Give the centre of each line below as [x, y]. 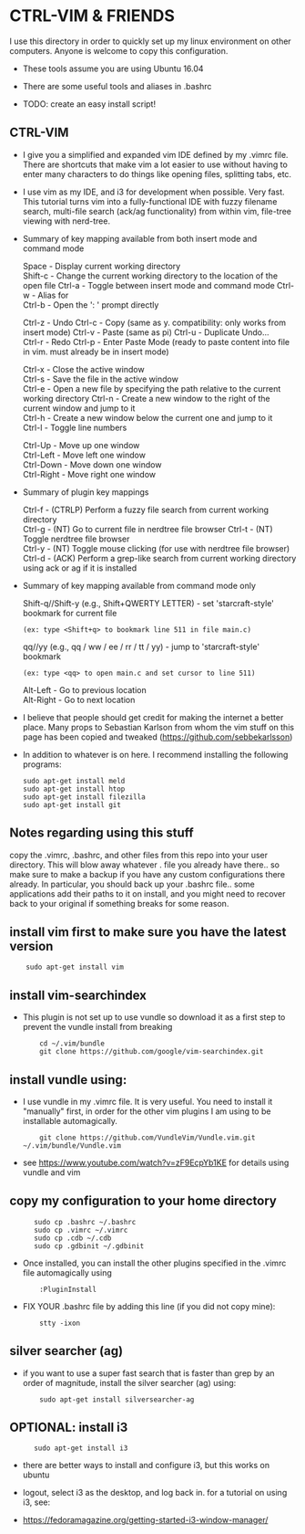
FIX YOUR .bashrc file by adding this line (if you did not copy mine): [149, 1306]
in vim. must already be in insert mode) [96, 352]
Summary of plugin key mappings [86, 492]
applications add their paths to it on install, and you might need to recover [147, 893]
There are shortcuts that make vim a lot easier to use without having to [155, 164]
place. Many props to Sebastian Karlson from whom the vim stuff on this [158, 727]
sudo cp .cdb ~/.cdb [72, 1238]
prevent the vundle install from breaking [97, 1027]
